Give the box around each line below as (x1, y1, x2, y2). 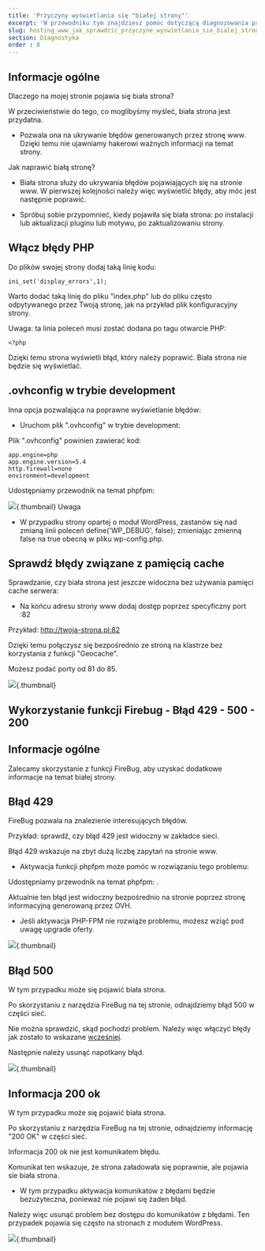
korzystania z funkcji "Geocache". (8, 649, 118, 659)
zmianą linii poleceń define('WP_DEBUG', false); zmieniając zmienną (19, 525, 242, 535)
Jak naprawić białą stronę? (8, 162, 96, 172)
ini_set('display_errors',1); (8, 278, 108, 285)
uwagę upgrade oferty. (19, 924, 95, 934)
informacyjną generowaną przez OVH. (8, 901, 132, 910)
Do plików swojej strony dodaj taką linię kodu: (8, 262, 156, 271)
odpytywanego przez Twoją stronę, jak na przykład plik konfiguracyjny (8, 300, 238, 309)
